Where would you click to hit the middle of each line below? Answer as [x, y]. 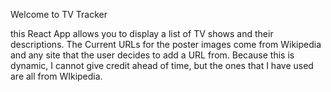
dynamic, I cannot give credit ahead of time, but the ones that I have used [162, 65]
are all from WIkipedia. [56, 76]
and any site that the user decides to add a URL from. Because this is [152, 55]
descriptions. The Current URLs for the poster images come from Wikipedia [166, 44]
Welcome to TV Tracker [59, 14]
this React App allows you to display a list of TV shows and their [142, 33]
